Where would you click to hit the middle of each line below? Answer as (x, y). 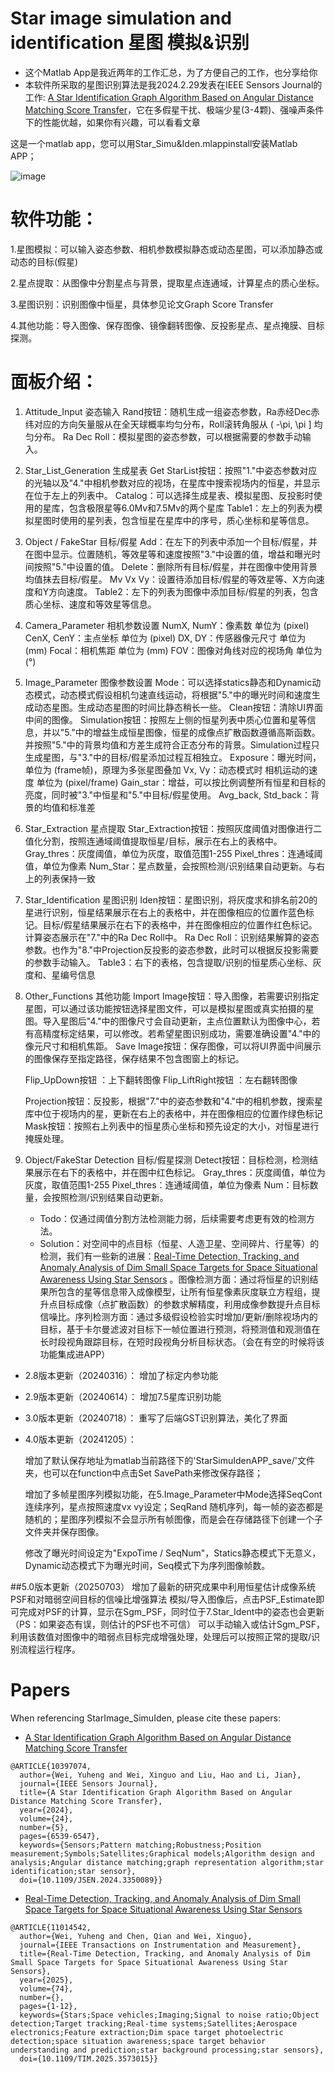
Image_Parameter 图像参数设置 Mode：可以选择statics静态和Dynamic (168, 682)
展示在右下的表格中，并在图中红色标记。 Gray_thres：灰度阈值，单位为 (179, 1172)
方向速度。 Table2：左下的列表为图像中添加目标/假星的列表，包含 (183, 591)
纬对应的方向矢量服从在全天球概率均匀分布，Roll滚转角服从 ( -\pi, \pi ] (168, 424)
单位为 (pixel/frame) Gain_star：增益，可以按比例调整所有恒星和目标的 (181, 782)
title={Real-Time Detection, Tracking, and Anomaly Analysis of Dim (165, 1953)
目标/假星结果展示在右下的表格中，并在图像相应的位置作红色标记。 (180, 924)
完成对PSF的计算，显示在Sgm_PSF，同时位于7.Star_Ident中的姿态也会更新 (171, 1611)
